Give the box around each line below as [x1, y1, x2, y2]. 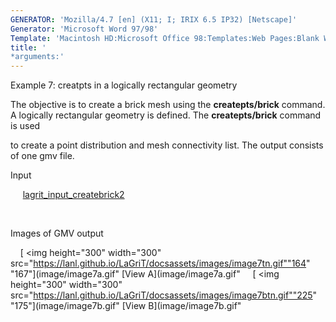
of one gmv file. [10, 150, 75, 162]
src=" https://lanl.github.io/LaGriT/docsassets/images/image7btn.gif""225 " [10, 289, 318, 301]
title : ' [10, 42, 47, 53]
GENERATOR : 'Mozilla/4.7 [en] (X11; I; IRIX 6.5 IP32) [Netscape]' [10, 14, 298, 25]
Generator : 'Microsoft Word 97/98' [10, 24, 159, 34]
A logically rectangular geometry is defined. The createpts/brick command [10, 109, 322, 121]
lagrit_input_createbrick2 [22, 189, 125, 201]
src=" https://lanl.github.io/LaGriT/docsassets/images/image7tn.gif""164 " [10, 257, 311, 270]
